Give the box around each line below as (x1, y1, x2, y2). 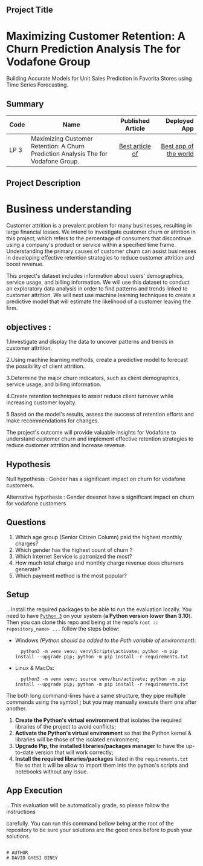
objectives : (6, 322, 51, 332)
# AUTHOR (6, 850, 28, 856)
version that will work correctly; (35, 749, 114, 756)
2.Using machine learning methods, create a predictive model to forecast (6, 356, 188, 364)
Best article (118, 142, 152, 151)
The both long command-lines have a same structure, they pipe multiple (6, 692, 186, 699)
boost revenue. (6, 260, 44, 268)
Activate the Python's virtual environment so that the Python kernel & (14, 729, 192, 736)
